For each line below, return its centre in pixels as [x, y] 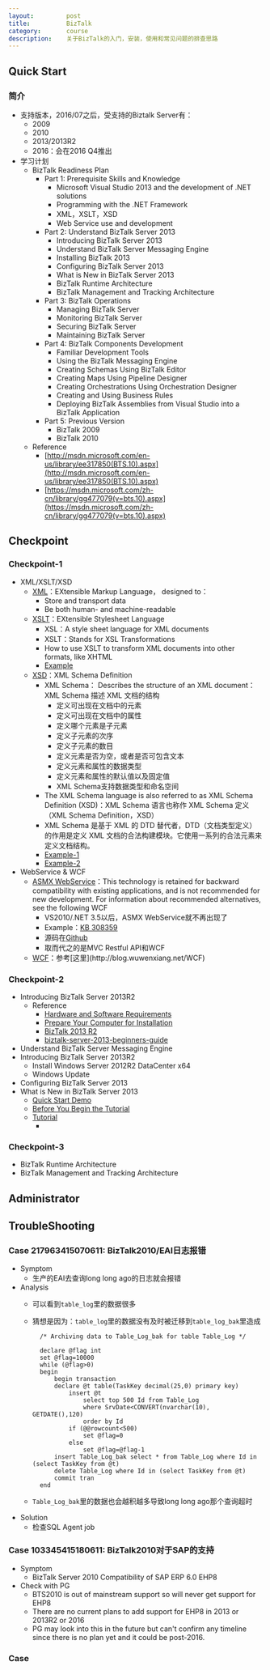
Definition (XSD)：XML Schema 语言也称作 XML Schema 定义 [147, 805]
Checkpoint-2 [36, 979]
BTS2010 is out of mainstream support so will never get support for [144, 1594]
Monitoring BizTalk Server [99, 317]
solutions [72, 196]
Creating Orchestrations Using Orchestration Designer [146, 386]
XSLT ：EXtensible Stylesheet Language [98, 618]
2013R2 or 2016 [58, 1620]
